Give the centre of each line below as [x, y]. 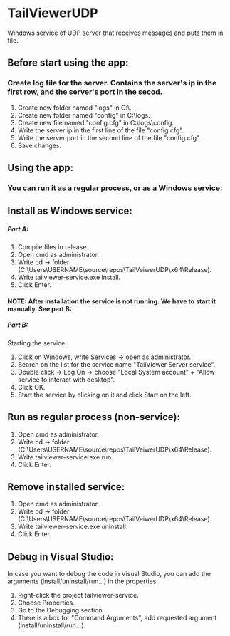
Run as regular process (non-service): [94, 417]
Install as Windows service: [70, 211]
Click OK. [31, 387]
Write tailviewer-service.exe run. [66, 457]
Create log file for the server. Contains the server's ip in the [112, 83]
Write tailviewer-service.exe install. [69, 277]
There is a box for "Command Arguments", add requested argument [117, 618]
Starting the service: [37, 343]
